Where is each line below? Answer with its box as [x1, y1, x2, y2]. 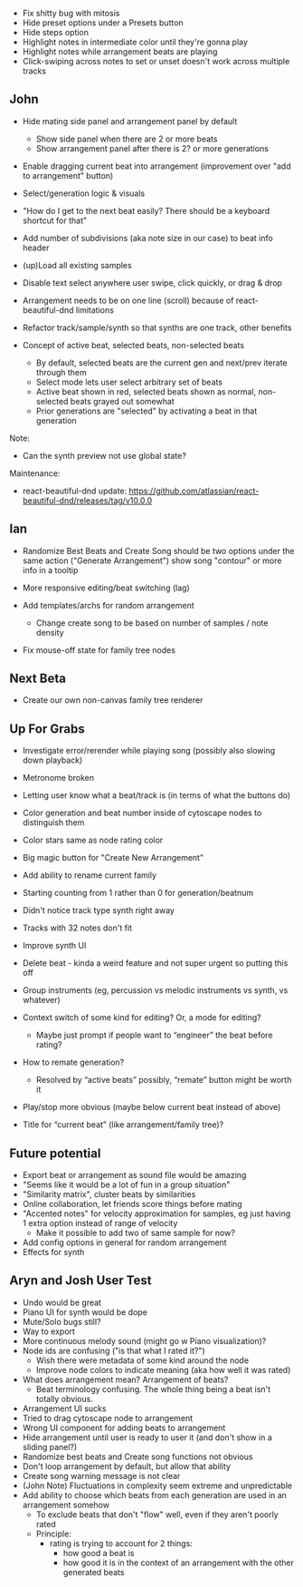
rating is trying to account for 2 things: [49, 1537, 193, 1549]
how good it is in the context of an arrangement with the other [62, 1557, 295, 1568]
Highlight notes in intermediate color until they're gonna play [22, 36, 249, 47]
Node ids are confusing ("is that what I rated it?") [22, 1345, 205, 1356]
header [22, 242, 50, 253]
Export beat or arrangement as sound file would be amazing [22, 1170, 247, 1181]
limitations [75, 304, 115, 316]
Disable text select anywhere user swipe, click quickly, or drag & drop [22, 277, 283, 288]
